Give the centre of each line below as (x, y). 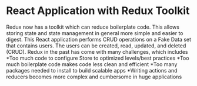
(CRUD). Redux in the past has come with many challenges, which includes (97, 51)
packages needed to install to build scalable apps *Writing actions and (92, 70)
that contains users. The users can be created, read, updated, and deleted (96, 46)
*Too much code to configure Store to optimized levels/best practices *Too (98, 58)
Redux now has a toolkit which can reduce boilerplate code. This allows (93, 27)
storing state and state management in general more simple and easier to (95, 33)
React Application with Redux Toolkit (98, 11)
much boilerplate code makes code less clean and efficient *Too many (92, 64)
